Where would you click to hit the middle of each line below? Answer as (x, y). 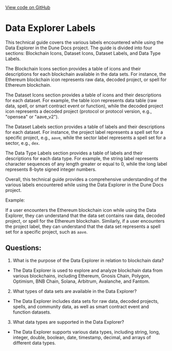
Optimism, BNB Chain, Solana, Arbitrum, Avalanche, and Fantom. (81, 281)
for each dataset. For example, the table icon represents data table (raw (81, 100)
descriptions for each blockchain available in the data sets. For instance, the (86, 74)
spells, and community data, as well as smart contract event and (81, 306)
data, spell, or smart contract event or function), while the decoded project (84, 106)
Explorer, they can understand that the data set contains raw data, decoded (85, 216)
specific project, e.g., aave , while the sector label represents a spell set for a (85, 138)
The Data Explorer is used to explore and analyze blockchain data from (88, 270)
